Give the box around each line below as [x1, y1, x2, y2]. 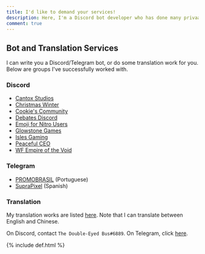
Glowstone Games [15, 127, 62, 134]
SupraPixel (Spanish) [15, 182, 68, 189]
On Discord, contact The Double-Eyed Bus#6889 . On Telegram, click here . [6, 230, 188, 237]
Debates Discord [15, 114, 58, 122]
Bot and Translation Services [6, 43, 119, 53]
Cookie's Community [15, 107, 68, 115]
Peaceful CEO [15, 140, 51, 147]
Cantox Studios [15, 95, 54, 102]
